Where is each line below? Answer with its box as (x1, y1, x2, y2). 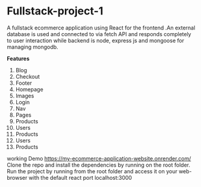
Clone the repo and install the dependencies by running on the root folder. (7, 161, 190, 168)
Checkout (15, 73, 40, 80)
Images (15, 92, 34, 99)
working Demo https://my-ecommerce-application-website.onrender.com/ (7, 155, 191, 162)
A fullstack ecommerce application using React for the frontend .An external (7, 24, 196, 31)
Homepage (15, 85, 44, 93)
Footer (15, 79, 32, 87)
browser (7, 174, 28, 181)
